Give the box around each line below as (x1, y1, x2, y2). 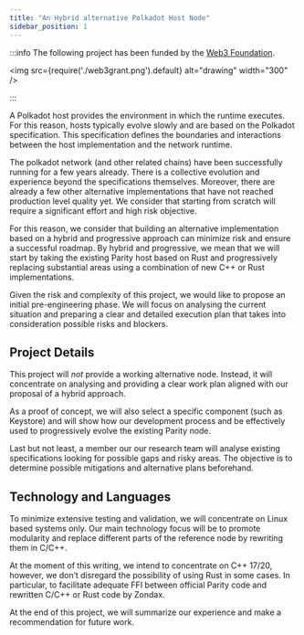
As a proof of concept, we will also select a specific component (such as (9, 406, 283, 417)
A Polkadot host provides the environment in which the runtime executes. (9, 110, 285, 121)
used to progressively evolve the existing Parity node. (9, 426, 212, 437)
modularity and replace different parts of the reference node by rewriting (9, 533, 283, 544)
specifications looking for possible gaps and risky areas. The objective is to (9, 453, 293, 464)
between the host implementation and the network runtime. (9, 139, 233, 150)
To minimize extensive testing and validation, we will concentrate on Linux (9, 513, 288, 524)
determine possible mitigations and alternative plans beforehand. (9, 462, 254, 473)
